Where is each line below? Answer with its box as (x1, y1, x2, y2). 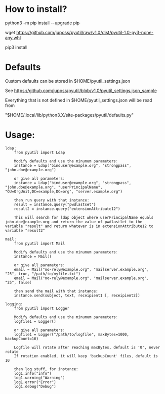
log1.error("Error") (14, 380, 56, 385)
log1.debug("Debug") (14, 384, 56, 389)
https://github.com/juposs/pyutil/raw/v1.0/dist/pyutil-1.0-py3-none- (16, 29, 154, 35)
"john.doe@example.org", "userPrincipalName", (5, 185, 103, 190)
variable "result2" (5, 228, 45, 233)
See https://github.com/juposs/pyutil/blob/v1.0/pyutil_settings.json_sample (5, 88, 157, 94)
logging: (5, 301, 23, 306)
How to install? (5, 3, 68, 15)
